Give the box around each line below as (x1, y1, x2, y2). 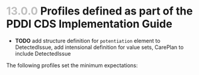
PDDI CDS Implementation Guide (6, 17, 173, 31)
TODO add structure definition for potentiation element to (14, 37, 161, 44)
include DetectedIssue (14, 50, 71, 57)
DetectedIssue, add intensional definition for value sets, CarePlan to (14, 44, 184, 51)
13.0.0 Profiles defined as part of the (6, 4, 193, 18)
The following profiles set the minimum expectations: (6, 62, 138, 69)
